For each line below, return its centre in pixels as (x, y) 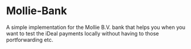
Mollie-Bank (37, 11)
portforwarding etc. (30, 40)
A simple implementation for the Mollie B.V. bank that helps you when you (96, 27)
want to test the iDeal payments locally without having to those (82, 33)
